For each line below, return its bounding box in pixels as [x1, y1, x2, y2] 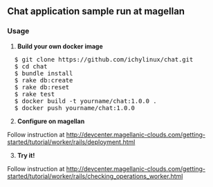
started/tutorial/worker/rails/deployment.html [7, 138, 136, 146]
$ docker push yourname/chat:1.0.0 [14, 104, 136, 112]
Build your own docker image [17, 42, 104, 51]
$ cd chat [14, 62, 48, 70]
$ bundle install [14, 69, 73, 77]
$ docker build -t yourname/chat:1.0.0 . [14, 97, 157, 105]
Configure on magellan [17, 117, 85, 125]
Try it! [17, 151, 35, 159]
